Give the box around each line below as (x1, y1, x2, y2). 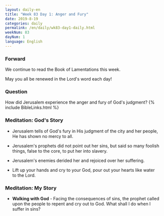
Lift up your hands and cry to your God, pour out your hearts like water (12, 167, 155, 173)
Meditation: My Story (5, 185, 57, 191)
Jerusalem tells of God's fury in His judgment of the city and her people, (12, 128, 158, 134)
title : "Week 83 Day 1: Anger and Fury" (5, 12, 89, 17)
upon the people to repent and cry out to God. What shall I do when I (12, 201, 151, 207)
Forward (5, 55, 25, 62)
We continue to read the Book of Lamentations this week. (5, 67, 121, 73)
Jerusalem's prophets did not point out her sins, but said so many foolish (12, 143, 160, 149)
